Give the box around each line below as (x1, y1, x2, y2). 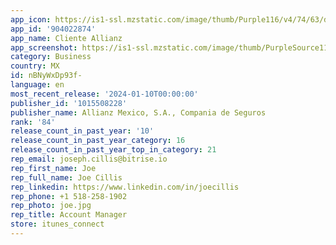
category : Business (10, 52, 92, 62)
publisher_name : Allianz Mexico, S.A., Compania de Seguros (10, 107, 267, 118)
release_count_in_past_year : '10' (10, 126, 155, 136)
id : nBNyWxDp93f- (10, 71, 83, 81)
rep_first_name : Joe (10, 163, 97, 173)
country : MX (10, 61, 60, 71)
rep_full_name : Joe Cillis (10, 172, 123, 183)
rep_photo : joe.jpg (10, 201, 92, 211)
